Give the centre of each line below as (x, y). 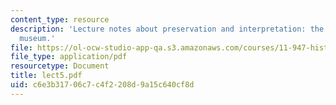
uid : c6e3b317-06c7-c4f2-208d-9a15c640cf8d (102, 85)
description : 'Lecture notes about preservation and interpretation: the (167, 29)
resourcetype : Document (60, 66)
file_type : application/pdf (69, 57)
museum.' (37, 38)
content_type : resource (60, 19)
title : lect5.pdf (46, 76)
